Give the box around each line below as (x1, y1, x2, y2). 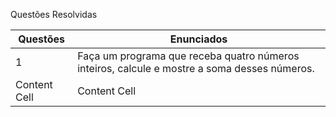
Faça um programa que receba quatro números (77, 49, 300, 63)
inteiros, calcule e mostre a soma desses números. (77, 62, 315, 75)
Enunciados (169, 32, 228, 46)
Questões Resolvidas (10, 9, 98, 20)
